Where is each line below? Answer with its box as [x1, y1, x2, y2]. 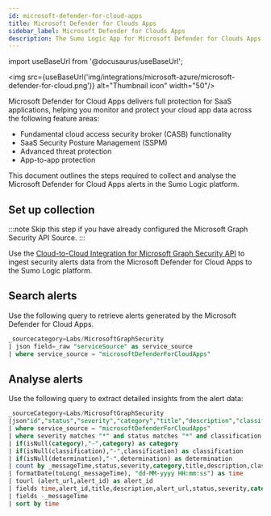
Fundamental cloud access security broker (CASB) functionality [19, 129, 232, 139]
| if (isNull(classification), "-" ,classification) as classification [8, 446, 244, 455]
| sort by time [8, 499, 60, 508]
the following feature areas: [8, 114, 100, 124]
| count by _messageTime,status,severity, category [8, 462, 182, 470]
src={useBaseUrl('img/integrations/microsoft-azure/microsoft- [27, 72, 236, 82]
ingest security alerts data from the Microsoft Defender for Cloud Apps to [8, 257, 252, 267]
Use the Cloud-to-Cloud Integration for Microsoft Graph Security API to [8, 248, 245, 259]
